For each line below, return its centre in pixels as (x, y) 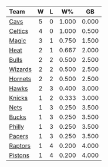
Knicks (18, 98)
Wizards (21, 69)
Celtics (18, 31)
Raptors (20, 146)
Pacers (19, 136)
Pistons (19, 155)
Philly (17, 127)
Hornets (20, 79)
